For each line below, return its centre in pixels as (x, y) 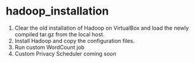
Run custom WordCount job (50, 47)
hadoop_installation (57, 11)
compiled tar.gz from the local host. (59, 34)
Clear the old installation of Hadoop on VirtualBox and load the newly (102, 28)
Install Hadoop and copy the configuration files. (75, 41)
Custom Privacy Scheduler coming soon (65, 53)
